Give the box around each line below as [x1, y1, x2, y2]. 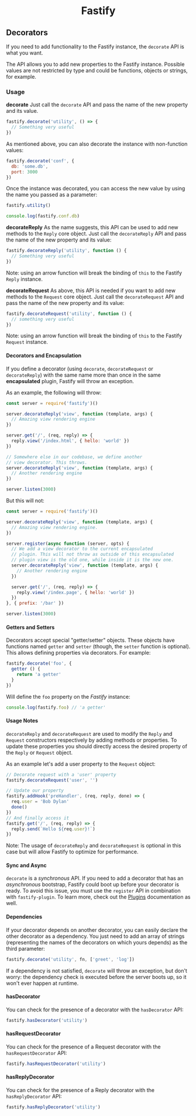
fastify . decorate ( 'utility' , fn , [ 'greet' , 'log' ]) [6, 956, 135, 962]
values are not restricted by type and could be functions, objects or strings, [6, 67, 188, 74]
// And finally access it [6, 815, 69, 821]
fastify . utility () [6, 203, 51, 209]
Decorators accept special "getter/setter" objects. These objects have [6, 636, 175, 644]
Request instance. [6, 339, 49, 346]
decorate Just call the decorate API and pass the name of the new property [6, 101, 188, 108]
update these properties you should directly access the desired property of [6, 742, 187, 750]
